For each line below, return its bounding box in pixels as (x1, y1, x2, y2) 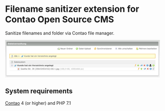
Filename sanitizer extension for (5, 3, 139, 15)
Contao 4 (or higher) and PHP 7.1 (5, 100, 71, 106)
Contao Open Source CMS (5, 14, 114, 25)
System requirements (5, 87, 73, 95)
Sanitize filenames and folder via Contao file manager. (5, 30, 114, 36)
